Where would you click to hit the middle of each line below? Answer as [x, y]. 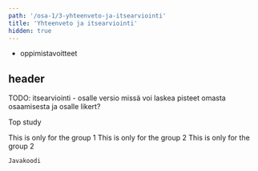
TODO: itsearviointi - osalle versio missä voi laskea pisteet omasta [117, 98]
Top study [25, 122]
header [27, 78]
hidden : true [30, 31]
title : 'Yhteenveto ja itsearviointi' [73, 23]
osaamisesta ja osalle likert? [54, 107]
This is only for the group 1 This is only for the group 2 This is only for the [129, 138]
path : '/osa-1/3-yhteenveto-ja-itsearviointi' [87, 16]
